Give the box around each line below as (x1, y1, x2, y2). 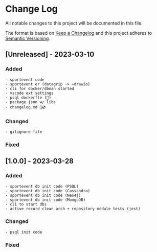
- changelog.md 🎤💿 (5, 104, 46, 110)
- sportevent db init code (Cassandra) (5, 188, 91, 193)
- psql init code (5, 230, 42, 235)
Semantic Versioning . (5, 35, 50, 41)
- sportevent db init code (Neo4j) (5, 193, 81, 198)
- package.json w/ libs (5, 99, 56, 105)
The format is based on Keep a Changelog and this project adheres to (5, 30, 152, 36)
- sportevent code (5, 77, 44, 82)
